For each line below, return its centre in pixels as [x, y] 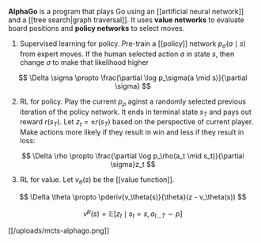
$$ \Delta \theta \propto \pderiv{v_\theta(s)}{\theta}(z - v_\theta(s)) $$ [133, 196]
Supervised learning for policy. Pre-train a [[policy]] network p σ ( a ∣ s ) [133, 44]
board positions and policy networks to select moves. [96, 28]
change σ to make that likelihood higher [84, 62]
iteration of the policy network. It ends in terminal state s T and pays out [135, 112]
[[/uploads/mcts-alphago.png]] [59, 231]
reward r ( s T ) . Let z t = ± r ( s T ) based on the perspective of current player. [136, 123]
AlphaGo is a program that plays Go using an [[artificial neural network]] [126, 11]
